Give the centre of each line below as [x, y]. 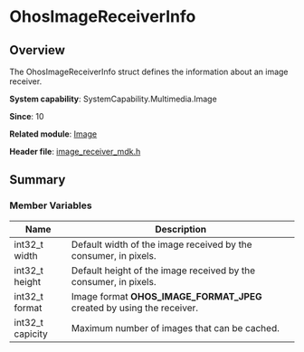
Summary [38, 180]
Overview [38, 50]
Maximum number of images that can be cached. [176, 328]
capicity [31, 334]
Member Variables [51, 205]
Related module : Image [53, 134]
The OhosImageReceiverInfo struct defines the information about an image [149, 71]
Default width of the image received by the [161, 244]
